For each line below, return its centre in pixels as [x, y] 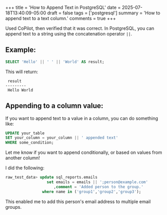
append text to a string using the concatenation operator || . [69, 34]
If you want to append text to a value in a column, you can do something [82, 118]
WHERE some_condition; [30, 143]
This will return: [22, 71]
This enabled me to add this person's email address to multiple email [78, 201]
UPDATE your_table [25, 133]
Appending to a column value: [54, 106]
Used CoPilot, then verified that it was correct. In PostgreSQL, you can [80, 28]
